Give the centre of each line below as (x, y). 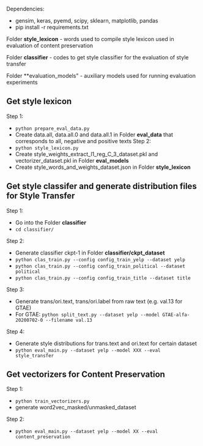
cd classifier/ (35, 229)
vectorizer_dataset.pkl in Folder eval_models (72, 160)
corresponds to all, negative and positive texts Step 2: (83, 141)
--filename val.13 (69, 320)
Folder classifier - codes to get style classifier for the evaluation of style (98, 57)
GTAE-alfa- (176, 314)
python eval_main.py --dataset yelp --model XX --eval (87, 432)
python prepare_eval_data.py (52, 128)
